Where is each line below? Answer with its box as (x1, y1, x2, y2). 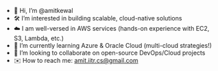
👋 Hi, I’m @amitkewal (13, 7, 73, 14)
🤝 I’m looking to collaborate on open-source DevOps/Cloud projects (13, 48, 206, 57)
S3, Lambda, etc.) (13, 34, 64, 42)
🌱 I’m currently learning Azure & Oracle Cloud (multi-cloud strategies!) (13, 42, 213, 49)
